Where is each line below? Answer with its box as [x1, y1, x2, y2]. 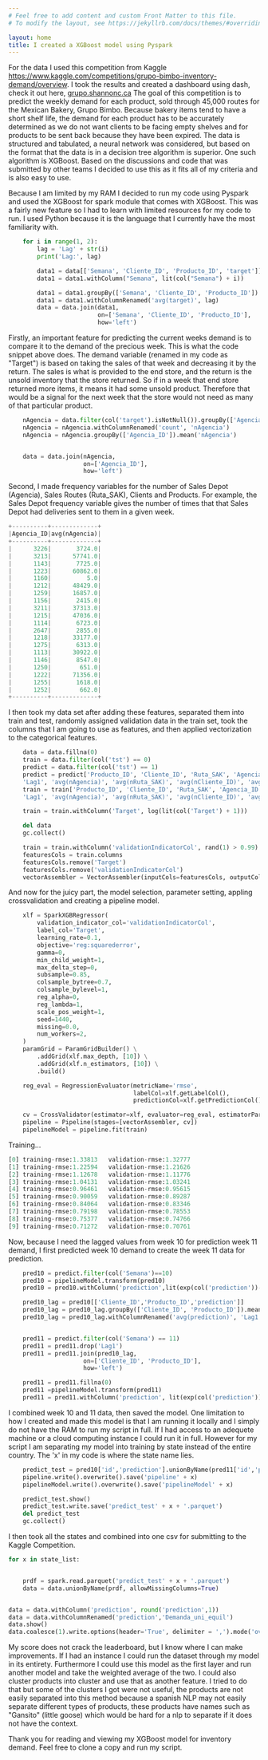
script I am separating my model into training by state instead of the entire [8, 1442, 251, 1451]
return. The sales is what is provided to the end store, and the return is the [8, 367, 253, 376]
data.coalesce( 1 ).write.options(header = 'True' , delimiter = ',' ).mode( [8, 1628, 251, 1636]
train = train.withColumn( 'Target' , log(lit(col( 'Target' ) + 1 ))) [22, 807, 248, 815]
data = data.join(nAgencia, [22, 452, 116, 460]
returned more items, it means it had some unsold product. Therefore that [8, 384, 250, 393]
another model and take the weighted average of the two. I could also [8, 1668, 237, 1678]
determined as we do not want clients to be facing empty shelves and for [8, 122, 249, 132]
